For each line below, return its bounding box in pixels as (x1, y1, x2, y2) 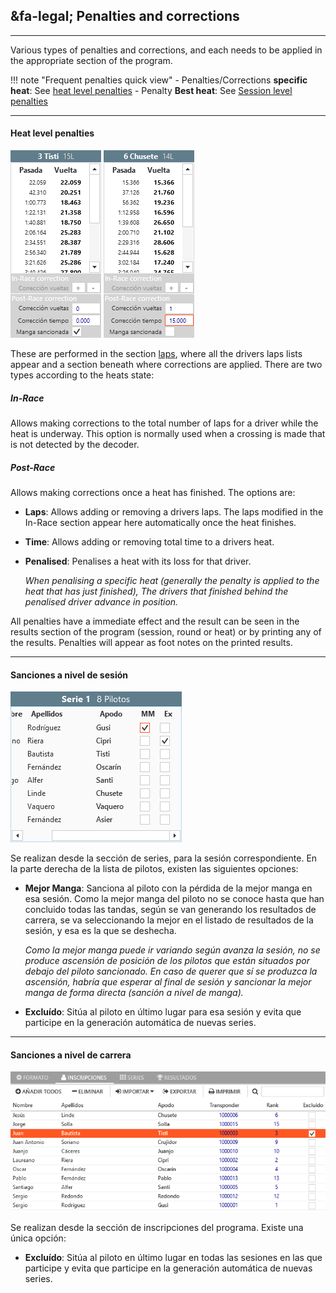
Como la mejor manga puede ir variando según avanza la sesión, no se (24, 944, 321, 956)
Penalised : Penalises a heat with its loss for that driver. (24, 555, 252, 567)
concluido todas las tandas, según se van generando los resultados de (24, 904, 317, 916)
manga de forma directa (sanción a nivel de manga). (24, 987, 244, 999)
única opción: (10, 1232, 67, 1244)
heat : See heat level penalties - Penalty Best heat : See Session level (10, 84, 293, 96)
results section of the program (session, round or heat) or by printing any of (10, 625, 322, 638)
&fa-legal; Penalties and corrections (10, 8, 240, 25)
